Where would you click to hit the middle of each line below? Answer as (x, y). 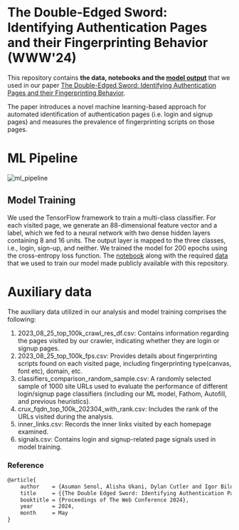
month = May (44, 513)
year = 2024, (47, 506)
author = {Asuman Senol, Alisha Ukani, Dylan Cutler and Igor (119, 486)
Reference (26, 465)
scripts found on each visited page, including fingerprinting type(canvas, (124, 363)
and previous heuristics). (54, 401)
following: (22, 319)
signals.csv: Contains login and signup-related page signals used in (117, 439)
